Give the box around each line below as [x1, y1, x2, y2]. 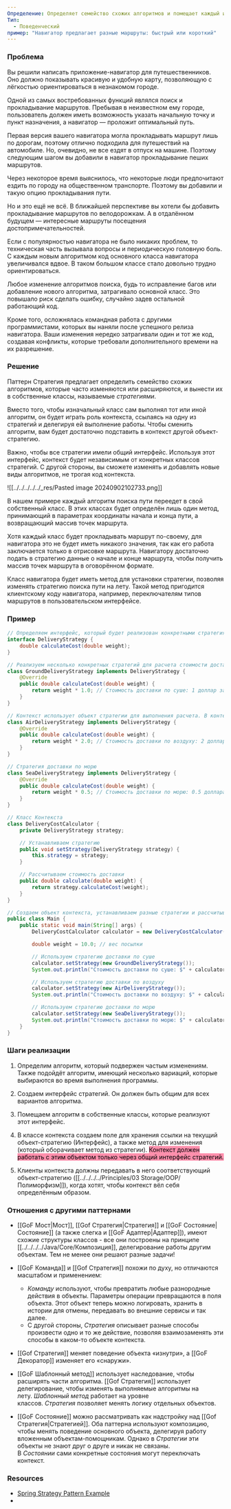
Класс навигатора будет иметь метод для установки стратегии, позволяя [7, 574, 224, 583]
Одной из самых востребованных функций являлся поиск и [7, 96, 184, 104]
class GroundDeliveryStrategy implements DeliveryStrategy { [7, 668, 186, 674]
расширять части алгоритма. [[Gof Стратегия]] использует [16, 1377, 191, 1386]
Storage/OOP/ [140, 1173, 181, 1181]
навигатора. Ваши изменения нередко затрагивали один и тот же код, [7, 330, 214, 338]
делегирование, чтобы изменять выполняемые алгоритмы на [16, 1384, 199, 1393]
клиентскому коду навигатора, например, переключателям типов [7, 589, 201, 597]
